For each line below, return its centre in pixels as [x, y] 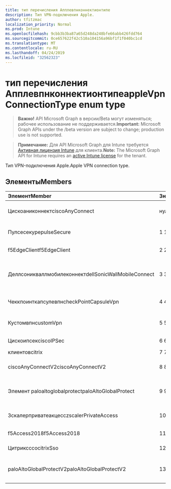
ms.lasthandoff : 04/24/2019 [35, 53]
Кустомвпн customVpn [35, 323]
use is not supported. [40, 135]
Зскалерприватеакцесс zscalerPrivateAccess [63, 415]
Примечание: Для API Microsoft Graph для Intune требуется [83, 145]
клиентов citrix [25, 352]
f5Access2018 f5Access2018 [44, 433]
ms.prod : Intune [22, 29]
